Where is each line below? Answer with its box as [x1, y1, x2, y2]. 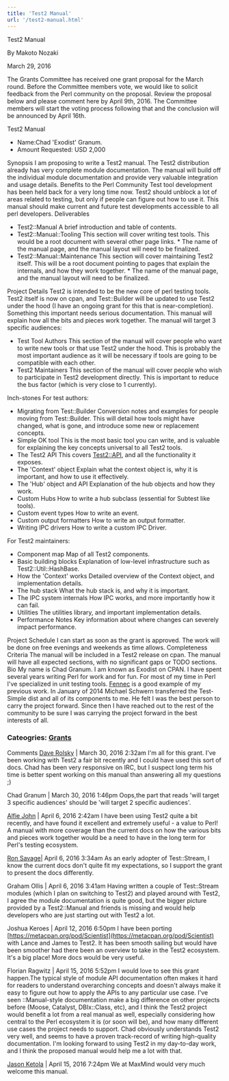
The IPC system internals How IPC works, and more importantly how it [16, 593, 215, 601]
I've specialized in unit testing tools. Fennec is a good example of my [7, 680, 201, 688]
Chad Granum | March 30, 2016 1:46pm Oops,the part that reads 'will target [7, 791, 220, 799]
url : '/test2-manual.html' [7, 16, 84, 23]
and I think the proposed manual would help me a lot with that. [7, 1046, 183, 1055]
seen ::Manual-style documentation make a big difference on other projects [7, 995, 220, 1004]
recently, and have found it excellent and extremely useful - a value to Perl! [7, 819, 219, 827]
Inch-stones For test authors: [7, 393, 89, 401]
